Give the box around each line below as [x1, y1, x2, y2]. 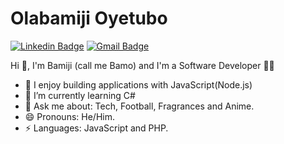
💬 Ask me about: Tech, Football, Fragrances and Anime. [24, 100, 255, 112]
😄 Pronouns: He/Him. [24, 110, 115, 122]
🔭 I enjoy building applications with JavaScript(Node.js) [24, 78, 253, 91]
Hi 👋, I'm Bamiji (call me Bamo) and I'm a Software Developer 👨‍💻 [10, 59, 275, 71]
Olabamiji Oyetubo [10, 7, 168, 30]
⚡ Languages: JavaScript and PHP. [24, 122, 169, 134]
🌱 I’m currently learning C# [24, 89, 136, 101]
